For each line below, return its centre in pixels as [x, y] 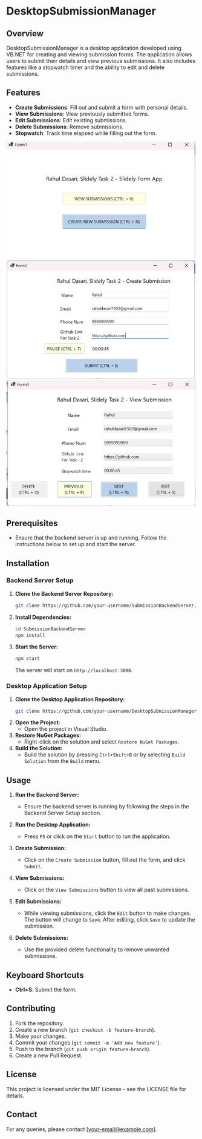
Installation [28, 563]
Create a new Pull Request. [49, 1055]
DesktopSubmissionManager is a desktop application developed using [94, 48]
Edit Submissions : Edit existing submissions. [71, 120]
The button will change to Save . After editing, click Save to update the [109, 920]
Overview [25, 34]
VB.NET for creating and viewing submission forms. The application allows [99, 54]
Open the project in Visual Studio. [66, 729]
